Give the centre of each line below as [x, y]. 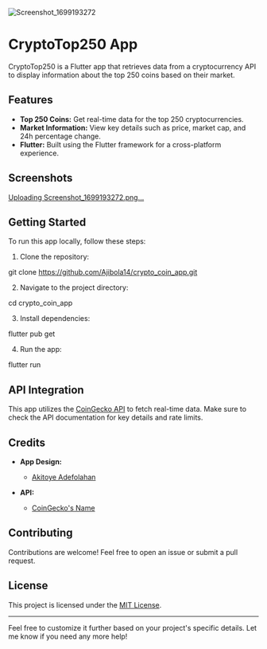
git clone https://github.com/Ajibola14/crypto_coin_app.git [103, 272]
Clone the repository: [54, 257]
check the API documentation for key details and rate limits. [106, 417]
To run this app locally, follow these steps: [77, 241]
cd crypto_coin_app [41, 303]
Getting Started [47, 222]
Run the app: [41, 350]
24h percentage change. [60, 136]
